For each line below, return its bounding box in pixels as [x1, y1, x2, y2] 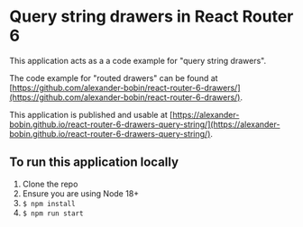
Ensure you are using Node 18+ [22, 187, 140, 199]
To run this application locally [9, 155, 179, 170]
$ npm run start [22, 209, 84, 218]
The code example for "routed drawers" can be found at [9, 72, 218, 83]
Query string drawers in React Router [9, 6, 294, 27]
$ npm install [22, 199, 76, 208]
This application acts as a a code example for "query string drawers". [9, 55, 267, 66]
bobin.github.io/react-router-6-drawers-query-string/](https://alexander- [9, 119, 280, 130]
